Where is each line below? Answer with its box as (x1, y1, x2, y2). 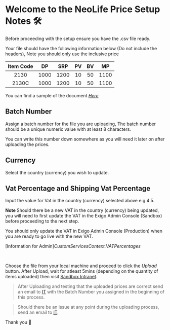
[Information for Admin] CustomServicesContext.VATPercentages (5, 243, 141, 249)
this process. (17, 294, 45, 300)
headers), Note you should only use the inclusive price (5, 51, 119, 57)
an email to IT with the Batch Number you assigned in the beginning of (17, 289, 165, 295)
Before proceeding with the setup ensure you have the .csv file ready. (5, 35, 151, 42)
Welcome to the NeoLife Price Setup (5, 4, 160, 15)
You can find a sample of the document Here (5, 92, 99, 98)
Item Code (8, 62, 34, 69)
